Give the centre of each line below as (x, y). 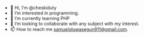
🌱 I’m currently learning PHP (40, 18)
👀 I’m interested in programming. (44, 13)
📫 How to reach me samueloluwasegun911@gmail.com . (69, 29)
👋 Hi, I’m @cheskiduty (33, 8)
